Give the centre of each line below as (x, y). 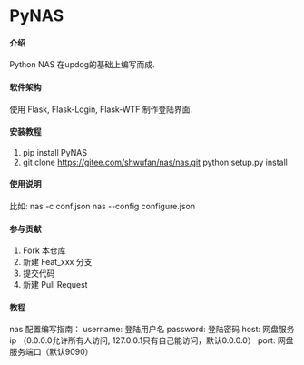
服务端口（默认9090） (51, 352)
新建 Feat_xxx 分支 (57, 262)
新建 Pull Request (55, 285)
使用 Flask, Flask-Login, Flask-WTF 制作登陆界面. (101, 109)
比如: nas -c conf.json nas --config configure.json (103, 206)
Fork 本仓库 (44, 250)
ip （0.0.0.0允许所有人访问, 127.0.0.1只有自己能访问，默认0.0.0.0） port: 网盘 (152, 340)
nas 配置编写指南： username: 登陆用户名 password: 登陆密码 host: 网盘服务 (152, 330)
